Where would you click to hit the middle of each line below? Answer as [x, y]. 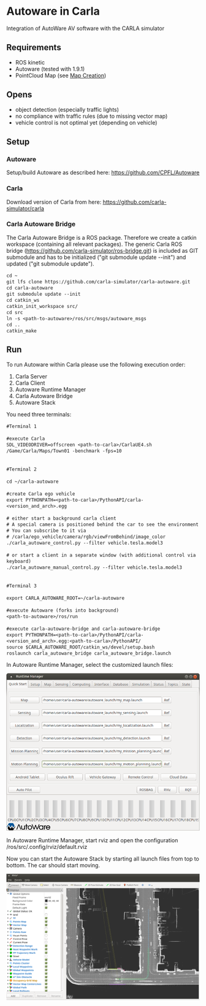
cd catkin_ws [23, 300]
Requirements [34, 48]
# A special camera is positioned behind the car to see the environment [103, 524]
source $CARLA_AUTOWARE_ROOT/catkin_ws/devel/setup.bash [81, 647]
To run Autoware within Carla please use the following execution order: [96, 364]
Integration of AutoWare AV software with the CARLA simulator [86, 28]
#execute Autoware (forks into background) [63, 610]
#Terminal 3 [21, 586]
